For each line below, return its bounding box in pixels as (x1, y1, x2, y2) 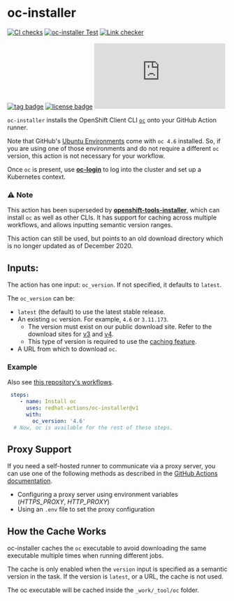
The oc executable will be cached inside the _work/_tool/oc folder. (7, 586, 200, 595)
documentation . (7, 477, 53, 485)
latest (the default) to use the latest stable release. (17, 307, 166, 316)
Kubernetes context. (7, 173, 66, 181)
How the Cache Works (7, 526, 107, 537)
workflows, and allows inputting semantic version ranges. (7, 221, 173, 229)
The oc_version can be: (7, 294, 75, 303)
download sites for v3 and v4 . (27, 330, 114, 338)
